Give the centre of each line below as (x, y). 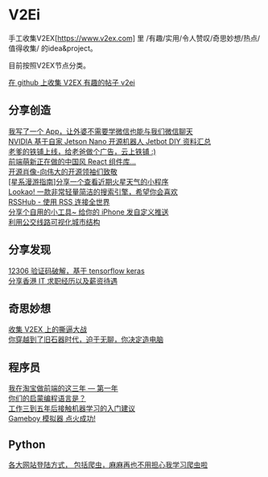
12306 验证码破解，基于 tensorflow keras (76, 271)
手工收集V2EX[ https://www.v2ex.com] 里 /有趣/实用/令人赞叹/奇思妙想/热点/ (134, 38)
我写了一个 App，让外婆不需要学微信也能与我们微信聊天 (101, 131)
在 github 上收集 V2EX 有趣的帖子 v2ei (72, 82)
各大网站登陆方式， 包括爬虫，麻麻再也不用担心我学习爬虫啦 (108, 465)
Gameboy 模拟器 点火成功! (52, 419)
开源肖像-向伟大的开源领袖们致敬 (63, 172)
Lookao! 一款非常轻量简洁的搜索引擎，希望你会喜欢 (93, 192)
